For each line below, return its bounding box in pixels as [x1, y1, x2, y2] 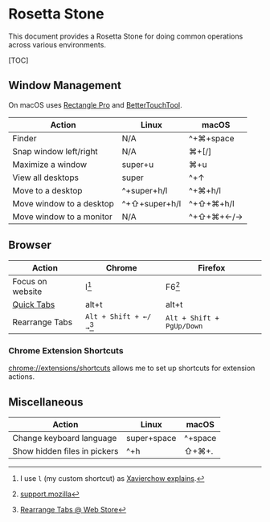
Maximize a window [12, 158, 88, 169]
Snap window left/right [12, 145, 98, 157]
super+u [121, 158, 154, 169]
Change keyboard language [12, 433, 117, 443]
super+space [125, 433, 177, 443]
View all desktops [12, 172, 79, 183]
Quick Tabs [12, 299, 55, 310]
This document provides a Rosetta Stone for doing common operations [8, 31, 243, 41]
